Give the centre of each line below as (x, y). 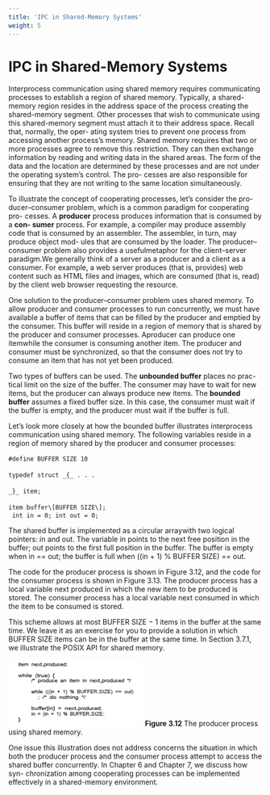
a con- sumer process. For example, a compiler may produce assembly (127, 225)
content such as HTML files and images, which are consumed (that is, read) (134, 276)
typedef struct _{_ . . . (52, 475)
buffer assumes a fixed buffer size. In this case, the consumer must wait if (132, 402)
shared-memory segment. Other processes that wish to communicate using (134, 115)
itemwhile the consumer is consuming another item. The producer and (125, 343)
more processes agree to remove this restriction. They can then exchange (131, 149)
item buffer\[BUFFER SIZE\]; (57, 508)
